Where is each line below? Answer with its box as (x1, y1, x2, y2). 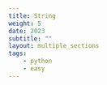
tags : (8, 49, 27, 57)
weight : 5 (8, 19, 42, 28)
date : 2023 (8, 27, 45, 35)
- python (23, 57, 53, 66)
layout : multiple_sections (8, 42, 100, 50)
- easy (23, 65, 45, 73)
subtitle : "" (8, 34, 53, 43)
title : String (8, 11, 57, 20)
